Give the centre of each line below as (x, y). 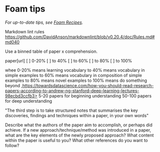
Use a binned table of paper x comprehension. (51, 51)
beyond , (14, 85)
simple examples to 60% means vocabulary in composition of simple (73, 75)
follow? (12, 145)
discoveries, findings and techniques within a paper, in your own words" (77, 115)
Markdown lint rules (25, 31)
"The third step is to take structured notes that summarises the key (72, 110)
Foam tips (25, 9)
